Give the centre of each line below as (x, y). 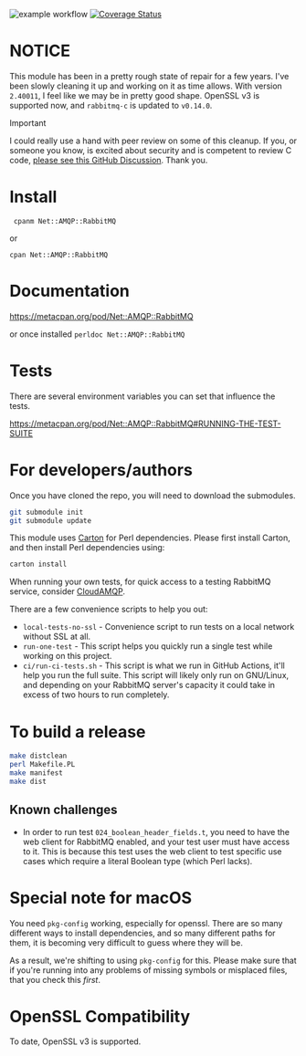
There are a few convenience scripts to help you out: (109, 609)
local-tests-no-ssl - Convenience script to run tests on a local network (158, 627)
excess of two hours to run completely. (96, 695)
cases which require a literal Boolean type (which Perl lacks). (137, 861)
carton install (38, 565)
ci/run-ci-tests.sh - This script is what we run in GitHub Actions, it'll (153, 665)
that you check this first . (55, 979)
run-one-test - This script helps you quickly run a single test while (148, 646)
